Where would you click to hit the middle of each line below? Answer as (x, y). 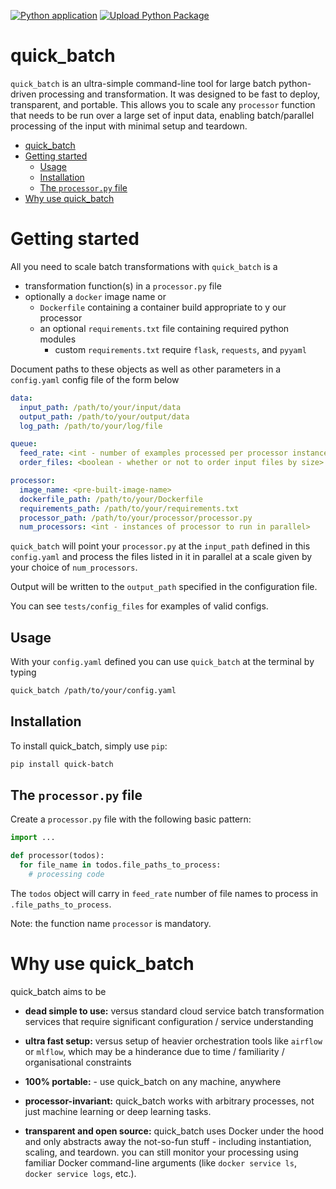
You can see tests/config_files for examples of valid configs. (139, 606)
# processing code (66, 875)
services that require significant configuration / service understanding (169, 1021)
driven (23, 94)
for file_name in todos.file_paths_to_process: (120, 865)
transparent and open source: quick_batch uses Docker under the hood (174, 1131)
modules (58, 339)
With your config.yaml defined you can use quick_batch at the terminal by (162, 662)
